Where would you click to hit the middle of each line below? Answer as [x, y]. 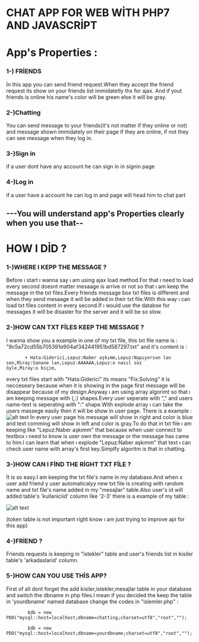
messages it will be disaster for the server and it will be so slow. [84, 312]
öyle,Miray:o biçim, [32, 368]
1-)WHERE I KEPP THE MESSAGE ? [56, 267]
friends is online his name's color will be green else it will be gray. [86, 97]
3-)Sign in [21, 153]
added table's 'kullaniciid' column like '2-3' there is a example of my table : [98, 496]
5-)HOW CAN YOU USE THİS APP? [56, 576]
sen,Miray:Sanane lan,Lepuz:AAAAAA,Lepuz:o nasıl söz [74, 363]
